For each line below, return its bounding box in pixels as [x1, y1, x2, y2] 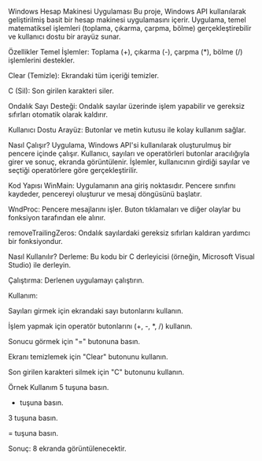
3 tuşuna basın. [8, 414, 58, 422]
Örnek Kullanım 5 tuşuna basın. [8, 383, 109, 392]
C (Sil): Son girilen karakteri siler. [8, 86, 114, 96]
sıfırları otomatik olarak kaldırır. [8, 110, 109, 119]
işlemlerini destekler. [8, 55, 75, 65]
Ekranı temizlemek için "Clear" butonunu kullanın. [8, 352, 168, 362]
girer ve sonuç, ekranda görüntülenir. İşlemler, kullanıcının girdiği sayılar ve [8, 157, 250, 167]
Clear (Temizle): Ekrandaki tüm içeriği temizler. [8, 71, 160, 80]
